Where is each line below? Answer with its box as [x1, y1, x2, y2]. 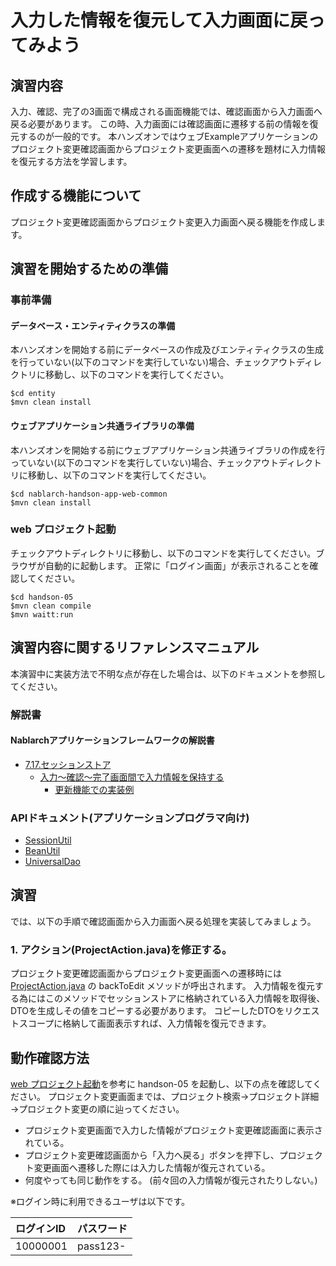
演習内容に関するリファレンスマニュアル [10, 639, 260, 656]
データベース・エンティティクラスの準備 [10, 319, 176, 331]
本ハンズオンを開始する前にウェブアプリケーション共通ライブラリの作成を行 [10, 444, 326, 456]
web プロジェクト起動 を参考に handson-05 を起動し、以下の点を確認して [10, 1077, 313, 1090]
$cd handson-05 [10, 592, 74, 602]
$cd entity [10, 389, 56, 399]
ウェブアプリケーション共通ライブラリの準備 [10, 419, 195, 431]
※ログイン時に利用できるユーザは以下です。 [10, 1195, 190, 1207]
